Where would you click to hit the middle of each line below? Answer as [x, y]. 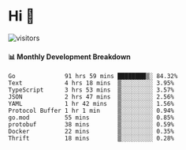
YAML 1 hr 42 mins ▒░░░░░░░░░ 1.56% [91, 104]
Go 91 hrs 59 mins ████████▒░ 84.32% [93, 77]
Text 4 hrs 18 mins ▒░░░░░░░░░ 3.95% [91, 83]
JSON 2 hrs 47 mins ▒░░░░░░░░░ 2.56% [91, 97]
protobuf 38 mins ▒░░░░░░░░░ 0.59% [91, 125]
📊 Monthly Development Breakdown [70, 56]
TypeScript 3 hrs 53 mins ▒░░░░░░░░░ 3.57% [91, 90]
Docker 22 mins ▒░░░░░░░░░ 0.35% [91, 132]
